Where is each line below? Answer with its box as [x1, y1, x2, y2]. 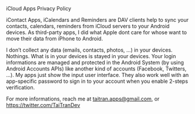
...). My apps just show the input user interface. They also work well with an [6, 72, 189, 78]
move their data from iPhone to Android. [6, 35, 103, 42]
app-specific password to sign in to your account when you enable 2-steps [6, 78, 189, 85]
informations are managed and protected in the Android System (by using [6, 59, 184, 66]
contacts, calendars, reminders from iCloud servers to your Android [6, 23, 170, 29]
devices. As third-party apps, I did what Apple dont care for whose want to [6, 29, 187, 36]
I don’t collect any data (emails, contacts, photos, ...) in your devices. [6, 46, 173, 53]
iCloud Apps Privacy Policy [6, 5, 72, 12]
